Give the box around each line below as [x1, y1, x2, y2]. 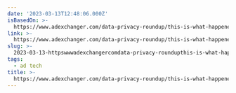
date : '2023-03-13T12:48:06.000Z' [7, 10, 109, 17]
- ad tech [13, 62, 42, 69]
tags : [7, 56, 23, 63]
